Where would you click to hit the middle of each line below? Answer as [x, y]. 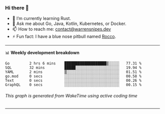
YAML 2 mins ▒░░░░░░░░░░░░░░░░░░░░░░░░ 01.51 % [73, 72]
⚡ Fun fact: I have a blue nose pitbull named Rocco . [64, 37]
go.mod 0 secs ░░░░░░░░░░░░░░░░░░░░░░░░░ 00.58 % [73, 76]
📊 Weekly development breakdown [42, 53]
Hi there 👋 [17, 8]
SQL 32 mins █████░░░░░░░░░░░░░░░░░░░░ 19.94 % [73, 68]
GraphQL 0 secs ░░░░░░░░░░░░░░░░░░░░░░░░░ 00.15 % [73, 85]
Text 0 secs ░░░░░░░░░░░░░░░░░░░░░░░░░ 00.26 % [73, 81]
